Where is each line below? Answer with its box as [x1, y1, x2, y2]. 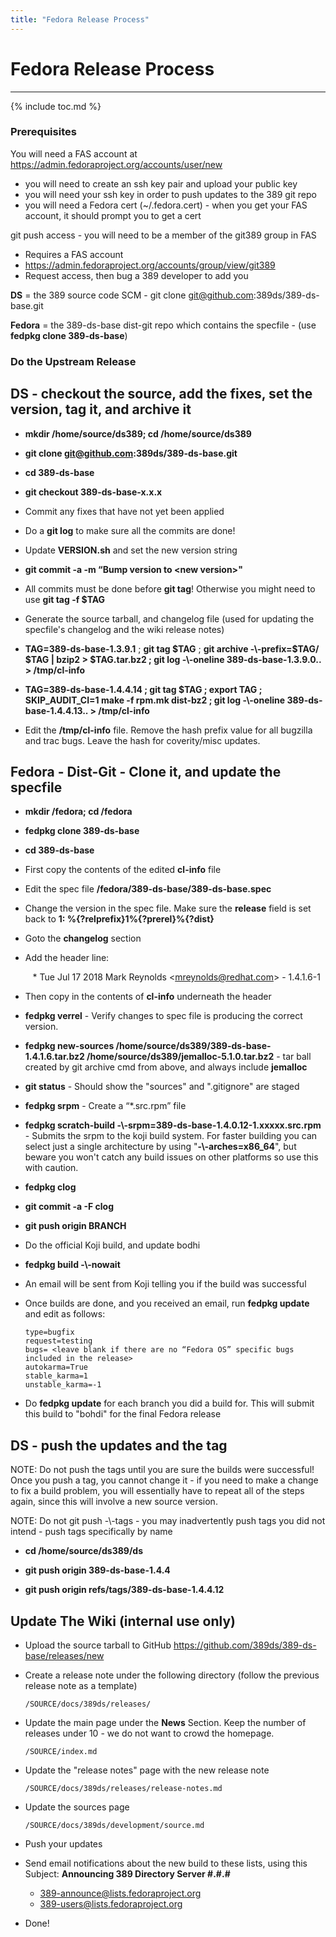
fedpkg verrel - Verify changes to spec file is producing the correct [24, 1010, 303, 1022]
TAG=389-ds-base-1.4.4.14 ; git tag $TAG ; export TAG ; [24, 683, 263, 695]
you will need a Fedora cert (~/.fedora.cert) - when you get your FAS [24, 199, 308, 211]
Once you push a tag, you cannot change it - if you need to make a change [10, 1474, 319, 1486]
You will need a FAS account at [10, 147, 138, 160]
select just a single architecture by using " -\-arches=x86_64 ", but [24, 1141, 297, 1153]
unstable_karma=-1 [24, 1380, 102, 1390]
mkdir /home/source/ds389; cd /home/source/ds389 [24, 427, 252, 440]
